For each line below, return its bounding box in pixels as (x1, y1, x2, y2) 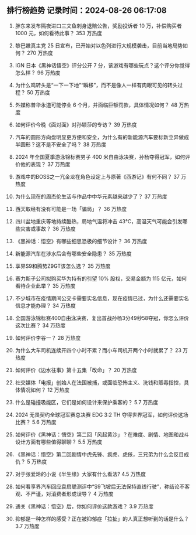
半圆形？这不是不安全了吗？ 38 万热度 (15, 141, 107, 148)
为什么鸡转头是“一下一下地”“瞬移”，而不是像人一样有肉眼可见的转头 (15, 81, 178, 88)
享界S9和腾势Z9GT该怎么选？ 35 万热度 (15, 263, 111, 270)
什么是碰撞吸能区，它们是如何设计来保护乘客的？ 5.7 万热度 (15, 398, 159, 405)
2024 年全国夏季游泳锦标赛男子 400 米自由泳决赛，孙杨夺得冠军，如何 (15, 153, 185, 160)
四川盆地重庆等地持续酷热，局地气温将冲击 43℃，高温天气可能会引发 (15, 217, 183, 224)
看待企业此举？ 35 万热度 (15, 282, 76, 289)
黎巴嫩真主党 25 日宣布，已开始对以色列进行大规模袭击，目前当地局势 (15, 42, 183, 49)
